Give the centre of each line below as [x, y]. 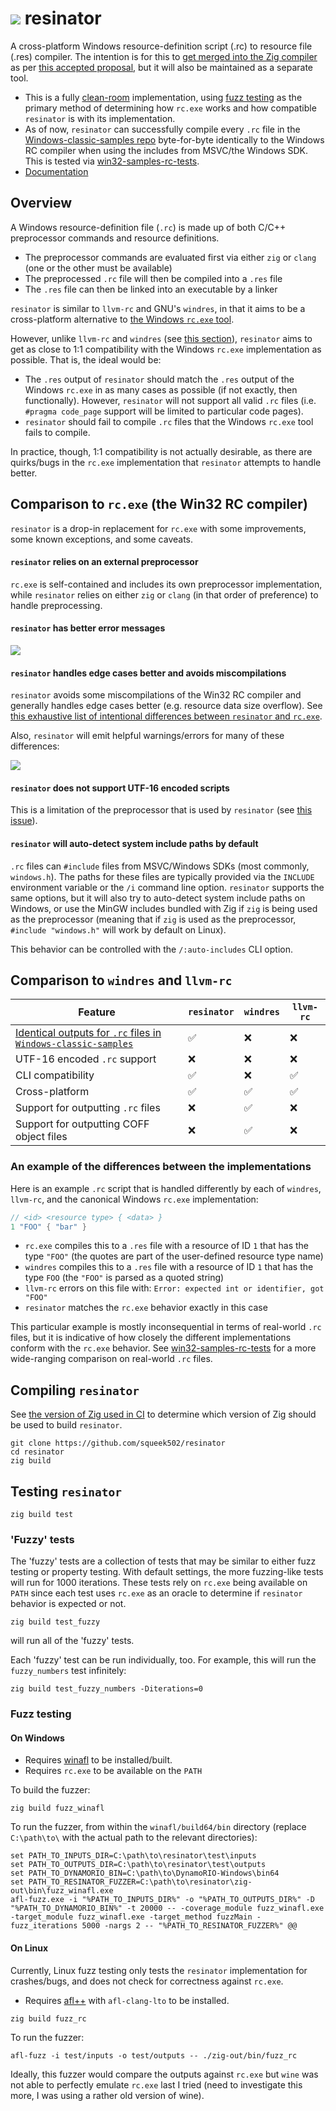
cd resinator [37, 1452]
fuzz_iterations [44, 1926]
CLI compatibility [55, 1075]
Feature [97, 1012]
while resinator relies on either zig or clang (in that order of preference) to [164, 594]
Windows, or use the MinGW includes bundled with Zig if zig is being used [164, 908]
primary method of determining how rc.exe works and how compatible [170, 108]
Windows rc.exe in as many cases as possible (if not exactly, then [161, 389]
